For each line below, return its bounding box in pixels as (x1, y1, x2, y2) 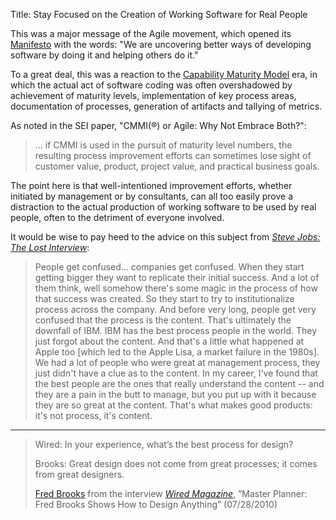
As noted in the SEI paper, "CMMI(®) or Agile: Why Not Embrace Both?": (10, 120, 307, 131)
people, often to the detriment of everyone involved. (10, 212, 225, 223)
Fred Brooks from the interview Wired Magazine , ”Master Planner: (34, 488, 308, 499)
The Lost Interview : (10, 242, 90, 253)
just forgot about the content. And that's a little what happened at (34, 335, 305, 347)
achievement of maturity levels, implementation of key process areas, (10, 90, 297, 101)
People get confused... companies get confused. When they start (34, 261, 305, 273)
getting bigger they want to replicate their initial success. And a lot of (34, 272, 320, 283)
